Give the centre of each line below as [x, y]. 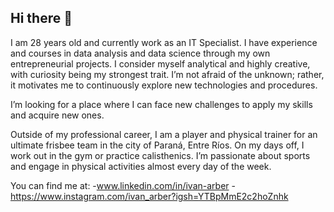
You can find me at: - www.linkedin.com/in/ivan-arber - [123, 185]
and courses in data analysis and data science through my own [140, 53]
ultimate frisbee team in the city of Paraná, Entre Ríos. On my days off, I [157, 145]
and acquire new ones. [57, 115]
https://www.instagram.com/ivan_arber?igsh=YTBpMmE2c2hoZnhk [149, 196]
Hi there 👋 [41, 18]
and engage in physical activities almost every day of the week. [141, 166]
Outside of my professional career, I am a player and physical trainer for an [164, 134]
